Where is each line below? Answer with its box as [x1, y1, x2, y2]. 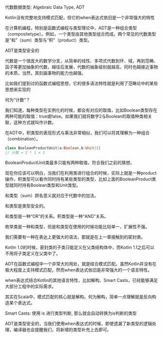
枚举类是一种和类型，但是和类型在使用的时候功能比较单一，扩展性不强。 [5, 223, 149, 229]
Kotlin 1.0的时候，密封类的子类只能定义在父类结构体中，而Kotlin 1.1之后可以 [5, 244, 155, 250]
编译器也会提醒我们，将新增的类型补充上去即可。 [13, 326, 112, 333]
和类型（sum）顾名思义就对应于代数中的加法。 [5, 192, 98, 198]
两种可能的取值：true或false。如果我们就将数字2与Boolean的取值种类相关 [5, 114, 152, 119]
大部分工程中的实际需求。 [5, 283, 56, 289]
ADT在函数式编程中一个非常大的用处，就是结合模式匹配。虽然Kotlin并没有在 [5, 260, 157, 267]
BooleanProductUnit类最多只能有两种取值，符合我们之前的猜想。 [5, 159, 135, 165]
